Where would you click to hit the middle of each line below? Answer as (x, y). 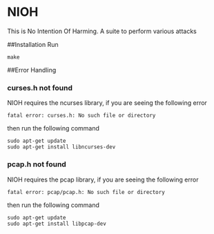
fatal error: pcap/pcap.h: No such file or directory (86, 192)
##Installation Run (33, 44)
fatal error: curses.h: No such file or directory (81, 116)
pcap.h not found (37, 164)
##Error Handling (32, 70)
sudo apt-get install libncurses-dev (61, 147)
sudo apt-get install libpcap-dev (57, 224)
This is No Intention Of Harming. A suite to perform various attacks (102, 31)
